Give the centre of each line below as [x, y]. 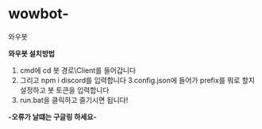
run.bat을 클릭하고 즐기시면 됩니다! [74, 100]
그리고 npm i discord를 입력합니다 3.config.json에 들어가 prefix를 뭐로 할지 [137, 80]
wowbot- [39, 14]
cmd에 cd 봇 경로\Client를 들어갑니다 [78, 70]
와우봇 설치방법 [32, 53]
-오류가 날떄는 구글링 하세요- [52, 116]
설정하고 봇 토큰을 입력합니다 [64, 90]
